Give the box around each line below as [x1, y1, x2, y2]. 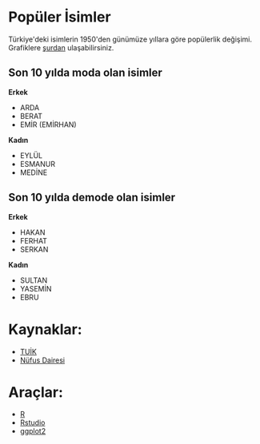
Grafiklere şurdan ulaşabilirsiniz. [8, 42, 114, 52]
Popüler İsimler [8, 8, 111, 26]
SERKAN [19, 244, 49, 254]
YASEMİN [19, 283, 52, 293]
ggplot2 [19, 426, 46, 436]
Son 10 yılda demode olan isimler [8, 191, 176, 204]
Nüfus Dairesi [19, 355, 66, 365]
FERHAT [19, 236, 48, 245]
